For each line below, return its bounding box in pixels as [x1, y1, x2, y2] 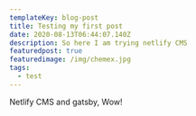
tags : [9, 64, 30, 73]
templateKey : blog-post [9, 13, 99, 22]
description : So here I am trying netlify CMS [9, 38, 188, 48]
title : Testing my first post [9, 22, 124, 31]
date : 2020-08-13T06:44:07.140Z [9, 30, 131, 39]
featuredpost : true [9, 47, 83, 56]
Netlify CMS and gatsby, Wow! [9, 96, 124, 107]
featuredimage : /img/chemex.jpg [9, 55, 131, 64]
